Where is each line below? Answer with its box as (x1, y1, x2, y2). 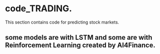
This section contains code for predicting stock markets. (5, 19, 119, 25)
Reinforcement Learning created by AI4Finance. (5, 41, 156, 50)
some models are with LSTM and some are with (5, 33, 153, 42)
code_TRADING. (5, 3, 72, 14)
